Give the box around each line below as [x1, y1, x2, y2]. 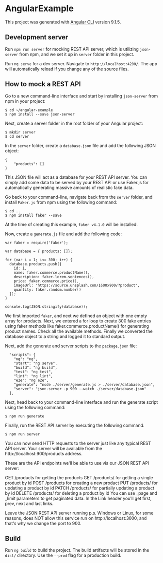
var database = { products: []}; [5, 249, 73, 254]
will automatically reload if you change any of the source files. [5, 66, 129, 72]
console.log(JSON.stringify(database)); [5, 304, 88, 309]
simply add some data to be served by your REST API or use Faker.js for [5, 179, 149, 185]
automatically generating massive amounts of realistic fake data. [5, 185, 134, 190]
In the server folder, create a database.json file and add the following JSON [5, 142, 156, 149]
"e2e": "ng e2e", [14, 378, 49, 383]
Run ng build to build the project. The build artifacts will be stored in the [5, 547, 149, 553]
